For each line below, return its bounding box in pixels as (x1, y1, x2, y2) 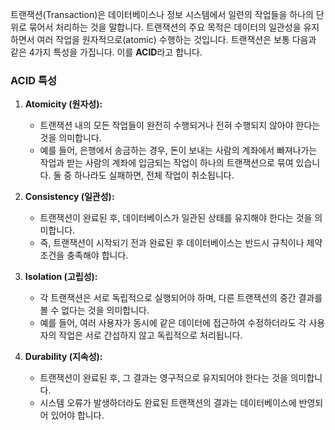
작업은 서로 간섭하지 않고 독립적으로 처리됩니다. (58, 329, 243, 342)
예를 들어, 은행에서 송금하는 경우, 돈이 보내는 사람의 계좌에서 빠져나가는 (39, 144, 318, 157)
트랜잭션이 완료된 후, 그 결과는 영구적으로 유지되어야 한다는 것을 (39, 372, 288, 384)
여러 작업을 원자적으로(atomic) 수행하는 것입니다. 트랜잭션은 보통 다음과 (36, 34, 317, 45)
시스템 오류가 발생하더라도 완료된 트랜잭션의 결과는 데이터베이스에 (39, 397, 297, 409)
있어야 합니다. (50, 409, 105, 422)
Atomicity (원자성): (24, 98, 103, 110)
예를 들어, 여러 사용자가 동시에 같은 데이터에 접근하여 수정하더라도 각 (39, 317, 307, 329)
